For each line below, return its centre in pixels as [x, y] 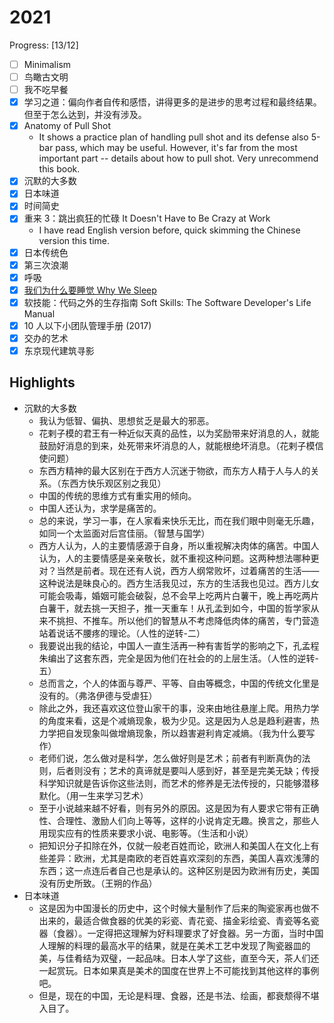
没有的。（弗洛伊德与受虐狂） [98, 695]
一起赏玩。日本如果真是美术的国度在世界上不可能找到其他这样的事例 [179, 970]
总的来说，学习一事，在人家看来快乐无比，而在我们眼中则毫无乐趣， [179, 520]
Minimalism [47, 64]
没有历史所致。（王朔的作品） [98, 883]
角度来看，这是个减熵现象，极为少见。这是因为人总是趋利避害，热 [183, 720]
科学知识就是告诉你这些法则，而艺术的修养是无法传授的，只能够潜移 [179, 783]
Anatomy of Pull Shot [67, 126]
